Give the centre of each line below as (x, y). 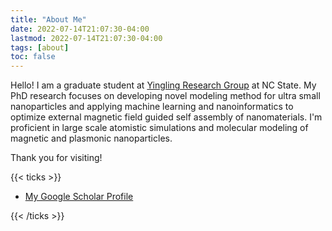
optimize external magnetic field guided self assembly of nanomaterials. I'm (166, 117)
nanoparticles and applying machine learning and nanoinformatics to (152, 107)
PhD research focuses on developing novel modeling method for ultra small (165, 96)
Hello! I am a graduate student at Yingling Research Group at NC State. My (163, 85)
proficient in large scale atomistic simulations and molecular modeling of (159, 128)
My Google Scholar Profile (79, 197)
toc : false (33, 57)
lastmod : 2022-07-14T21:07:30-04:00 (86, 38)
